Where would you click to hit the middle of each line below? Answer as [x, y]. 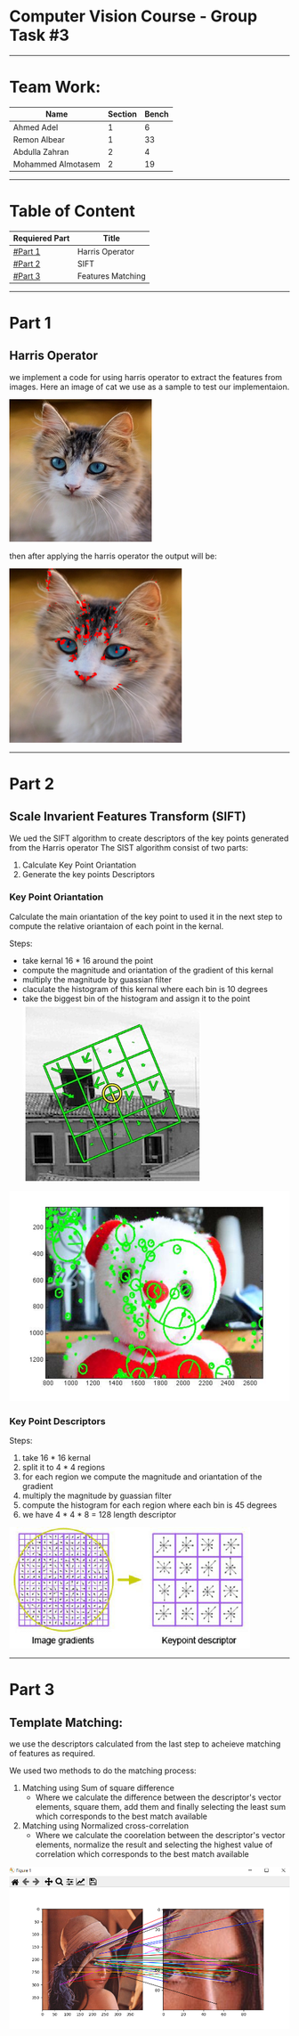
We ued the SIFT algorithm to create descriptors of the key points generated [149, 838]
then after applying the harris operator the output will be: [113, 556]
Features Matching [112, 276]
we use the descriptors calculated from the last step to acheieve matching [145, 1744]
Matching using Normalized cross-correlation [105, 1826]
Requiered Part [41, 239]
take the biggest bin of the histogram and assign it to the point [136, 998]
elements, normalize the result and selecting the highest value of [154, 1845]
